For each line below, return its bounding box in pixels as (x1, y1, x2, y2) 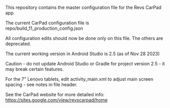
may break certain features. (5, 66, 64, 72)
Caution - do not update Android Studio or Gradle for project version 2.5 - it (5, 61, 165, 66)
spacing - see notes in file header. (5, 82, 78, 87)
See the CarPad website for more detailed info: (5, 92, 105, 97)
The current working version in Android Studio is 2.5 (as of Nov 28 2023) (5, 51, 160, 57)
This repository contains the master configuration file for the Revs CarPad (5, 5, 162, 10)
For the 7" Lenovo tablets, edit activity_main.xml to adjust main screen (5, 76, 154, 82)
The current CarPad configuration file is (5, 20, 89, 26)
